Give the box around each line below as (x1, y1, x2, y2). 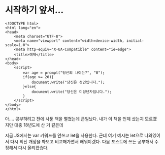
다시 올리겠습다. (18, 145, 49, 151)
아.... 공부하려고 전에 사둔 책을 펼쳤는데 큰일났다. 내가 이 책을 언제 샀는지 (5, 116, 144, 122)
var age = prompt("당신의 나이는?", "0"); (23, 70, 105, 75)
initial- (126, 38, 144, 43)
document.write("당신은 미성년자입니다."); (31, 89, 112, 94)
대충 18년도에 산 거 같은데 (14, 122, 64, 128)
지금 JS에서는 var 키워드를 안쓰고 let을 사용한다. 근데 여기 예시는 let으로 (5, 132, 144, 138)
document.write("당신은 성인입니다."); (31, 80, 105, 85)
